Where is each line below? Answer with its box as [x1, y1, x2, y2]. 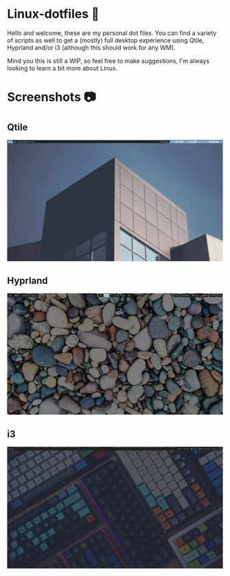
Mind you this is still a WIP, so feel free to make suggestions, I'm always [7, 56, 210, 64]
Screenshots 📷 [7, 89, 97, 105]
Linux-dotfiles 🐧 [7, 6, 100, 22]
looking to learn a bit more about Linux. [7, 64, 118, 72]
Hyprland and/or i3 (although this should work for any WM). [7, 43, 176, 51]
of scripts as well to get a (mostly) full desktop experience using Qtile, [7, 36, 205, 44]
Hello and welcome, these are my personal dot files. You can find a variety [7, 29, 217, 37]
